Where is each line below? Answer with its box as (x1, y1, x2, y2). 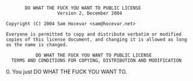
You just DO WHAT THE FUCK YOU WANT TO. (11, 68, 127, 75)
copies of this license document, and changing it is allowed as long (5, 37, 187, 43)
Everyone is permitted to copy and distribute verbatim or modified (5, 31, 182, 37)
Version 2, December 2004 (57, 10, 122, 16)
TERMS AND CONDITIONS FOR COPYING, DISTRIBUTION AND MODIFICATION (11, 58, 182, 64)
